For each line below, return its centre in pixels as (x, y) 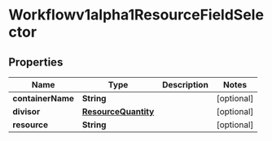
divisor (26, 111)
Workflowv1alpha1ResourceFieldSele (136, 15)
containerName (44, 98)
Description (185, 85)
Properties (36, 62)
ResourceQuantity (118, 111)
